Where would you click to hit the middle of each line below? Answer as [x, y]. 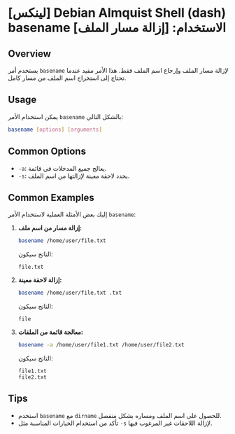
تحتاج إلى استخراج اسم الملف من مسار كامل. [67, 78]
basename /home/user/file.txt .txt [70, 293]
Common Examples [51, 197]
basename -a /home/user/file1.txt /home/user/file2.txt [101, 345]
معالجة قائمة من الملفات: [50, 332]
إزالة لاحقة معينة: [40, 280]
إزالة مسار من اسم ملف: [50, 228]
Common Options [47, 152]
